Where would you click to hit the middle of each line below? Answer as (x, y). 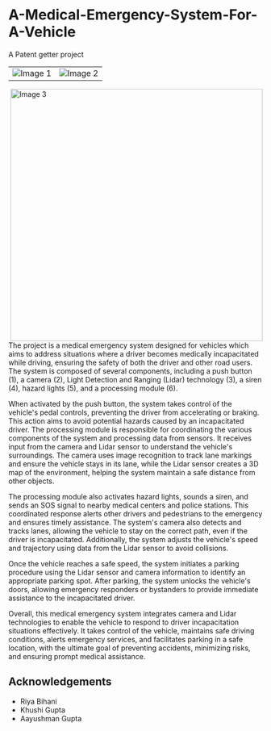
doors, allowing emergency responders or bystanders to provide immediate (133, 589)
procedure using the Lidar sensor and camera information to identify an (127, 572)
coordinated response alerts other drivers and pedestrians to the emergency (135, 513)
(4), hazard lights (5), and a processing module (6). (93, 388)
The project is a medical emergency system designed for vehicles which (129, 345)
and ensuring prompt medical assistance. (77, 656)
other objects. (31, 481)
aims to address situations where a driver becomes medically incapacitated (134, 353)
